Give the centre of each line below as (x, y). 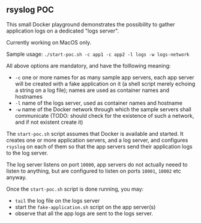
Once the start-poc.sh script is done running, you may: (75, 189)
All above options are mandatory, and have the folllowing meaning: (88, 66)
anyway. (16, 177)
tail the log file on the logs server (57, 200)
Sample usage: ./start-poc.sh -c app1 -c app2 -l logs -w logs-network (98, 54)
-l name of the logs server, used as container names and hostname (99, 103)
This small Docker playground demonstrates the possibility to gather (91, 24)
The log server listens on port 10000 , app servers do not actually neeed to (97, 164)
